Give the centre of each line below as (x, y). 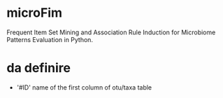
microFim (35, 13)
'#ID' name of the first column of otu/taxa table (84, 87)
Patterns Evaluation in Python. (50, 39)
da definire (39, 68)
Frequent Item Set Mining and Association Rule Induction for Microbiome (111, 32)
